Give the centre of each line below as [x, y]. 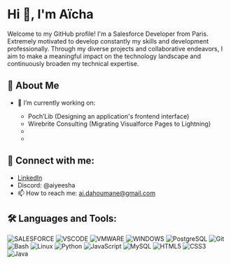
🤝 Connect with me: [51, 161]
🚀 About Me [33, 86]
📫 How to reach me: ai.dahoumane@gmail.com [86, 193]
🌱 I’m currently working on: [56, 103]
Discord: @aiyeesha [46, 185]
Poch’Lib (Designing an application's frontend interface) [108, 116]
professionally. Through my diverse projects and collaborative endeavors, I [115, 48]
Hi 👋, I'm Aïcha [50, 14]
